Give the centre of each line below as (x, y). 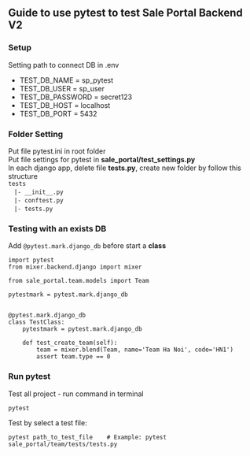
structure (23, 176)
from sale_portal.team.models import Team (79, 281)
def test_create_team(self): (70, 343)
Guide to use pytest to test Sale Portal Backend (125, 13)
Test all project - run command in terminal (76, 394)
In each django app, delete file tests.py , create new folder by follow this (125, 168)
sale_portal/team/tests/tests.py (63, 444)
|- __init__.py (39, 192)
